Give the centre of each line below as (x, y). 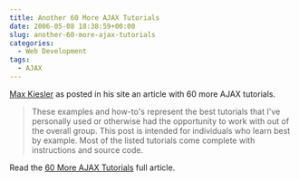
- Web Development (53, 52)
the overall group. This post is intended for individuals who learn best (161, 130)
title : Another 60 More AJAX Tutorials (85, 18)
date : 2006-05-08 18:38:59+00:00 (72, 26)
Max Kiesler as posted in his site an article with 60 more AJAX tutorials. (143, 94)
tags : (19, 60)
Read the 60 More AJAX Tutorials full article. (92, 167)
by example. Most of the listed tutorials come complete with (143, 140)
